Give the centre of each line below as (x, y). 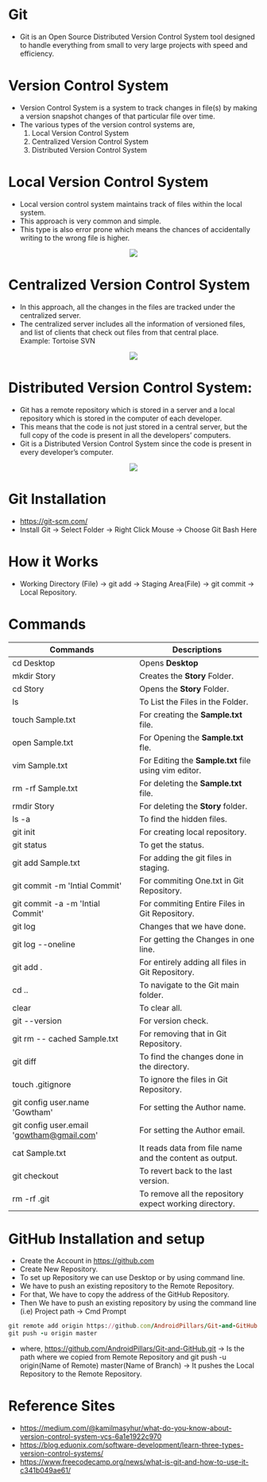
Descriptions (197, 650)
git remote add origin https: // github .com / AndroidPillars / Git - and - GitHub (133, 1326)
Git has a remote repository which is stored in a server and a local (127, 409)
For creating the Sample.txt (190, 715)
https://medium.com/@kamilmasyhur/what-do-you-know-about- (126, 1428)
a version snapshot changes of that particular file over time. (118, 116)
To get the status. (171, 844)
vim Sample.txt (40, 765)
